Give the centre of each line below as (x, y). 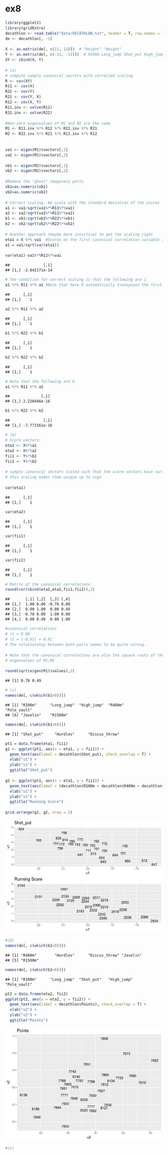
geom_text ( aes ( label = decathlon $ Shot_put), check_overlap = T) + (80, 754)
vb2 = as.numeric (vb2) (27, 192)
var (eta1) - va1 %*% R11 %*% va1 (33, 256)
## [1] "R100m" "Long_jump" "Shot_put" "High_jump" (69, 979)
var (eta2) (15, 512)
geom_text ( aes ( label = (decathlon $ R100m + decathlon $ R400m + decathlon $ (87, 786)
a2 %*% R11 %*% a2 (24, 309)
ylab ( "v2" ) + (23, 1015)
